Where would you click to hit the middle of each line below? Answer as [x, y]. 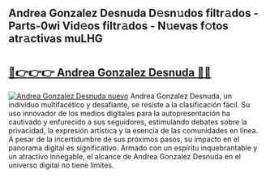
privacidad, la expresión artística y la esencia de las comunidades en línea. [133, 130]
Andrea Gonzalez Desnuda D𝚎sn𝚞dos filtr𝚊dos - [134, 13]
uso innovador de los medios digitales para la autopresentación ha [120, 113]
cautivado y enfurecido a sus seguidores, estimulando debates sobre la [128, 122]
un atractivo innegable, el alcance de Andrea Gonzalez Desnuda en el [125, 156]
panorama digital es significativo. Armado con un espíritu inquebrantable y [133, 148]
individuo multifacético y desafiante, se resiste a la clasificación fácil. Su [129, 104]
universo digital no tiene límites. [62, 165]
